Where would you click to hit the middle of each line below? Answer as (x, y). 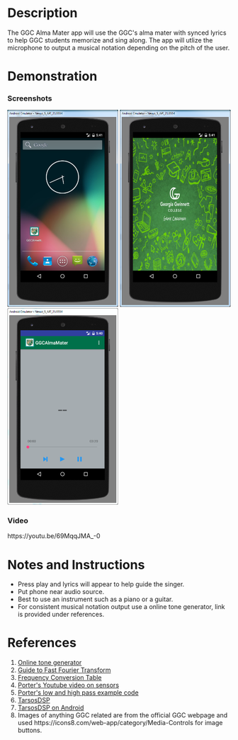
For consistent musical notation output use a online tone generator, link (121, 607)
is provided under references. (61, 615)
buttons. (30, 730)
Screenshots (30, 98)
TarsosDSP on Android (51, 708)
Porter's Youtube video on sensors (68, 685)
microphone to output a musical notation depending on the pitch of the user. (119, 47)
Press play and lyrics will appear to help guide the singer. (101, 584)
